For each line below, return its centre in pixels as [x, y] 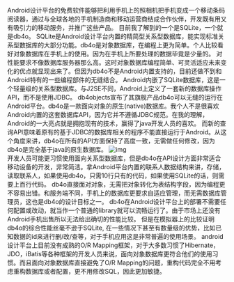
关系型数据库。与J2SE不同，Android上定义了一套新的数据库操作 [129, 88]
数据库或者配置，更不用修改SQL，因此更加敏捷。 [95, 271]
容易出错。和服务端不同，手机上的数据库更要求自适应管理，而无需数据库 [117, 193]
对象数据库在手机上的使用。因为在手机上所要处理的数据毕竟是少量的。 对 [118, 54]
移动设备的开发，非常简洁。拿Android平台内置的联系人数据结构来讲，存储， [116, 167]
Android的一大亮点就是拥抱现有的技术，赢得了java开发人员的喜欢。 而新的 [114, 123]
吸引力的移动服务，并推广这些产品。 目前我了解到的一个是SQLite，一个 [115, 28]
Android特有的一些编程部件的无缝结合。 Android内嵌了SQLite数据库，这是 [114, 80]
